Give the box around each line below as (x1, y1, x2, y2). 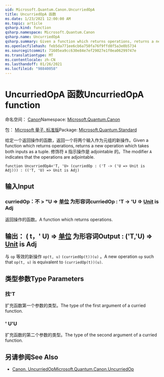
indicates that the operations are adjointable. (5, 154, 95, 160)
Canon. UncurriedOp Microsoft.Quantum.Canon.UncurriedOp (12, 366, 134, 372)
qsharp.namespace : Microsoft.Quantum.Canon (5, 30, 95, 35)
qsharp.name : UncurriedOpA (5, 35, 60, 40)
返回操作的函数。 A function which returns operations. (5, 216, 113, 222)
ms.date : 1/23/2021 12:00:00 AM (5, 16, 71, 21)
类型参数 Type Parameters (5, 275, 84, 283)
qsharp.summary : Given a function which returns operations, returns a (5, 39, 154, 44)
